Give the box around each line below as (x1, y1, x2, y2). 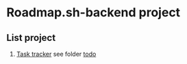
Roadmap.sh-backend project (6, 5, 181, 20)
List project (6, 32, 56, 44)
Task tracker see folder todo (16, 50, 97, 58)
